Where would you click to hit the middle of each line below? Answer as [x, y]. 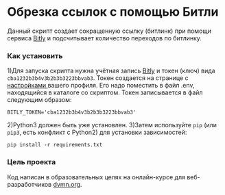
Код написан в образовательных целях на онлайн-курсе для [96, 177]
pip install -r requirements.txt [55, 145]
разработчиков [29, 184]
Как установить [35, 55]
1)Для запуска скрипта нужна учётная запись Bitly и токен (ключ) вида [111, 71]
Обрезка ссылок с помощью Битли [113, 12]
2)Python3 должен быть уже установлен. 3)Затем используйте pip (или [112, 125]
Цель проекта [32, 162]
